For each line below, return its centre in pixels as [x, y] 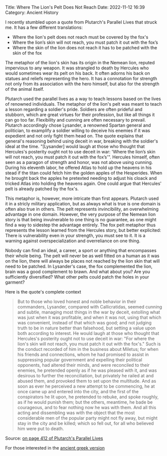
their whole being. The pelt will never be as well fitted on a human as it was [82, 256]
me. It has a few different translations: [44, 27]
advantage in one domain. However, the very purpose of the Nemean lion [81, 214]
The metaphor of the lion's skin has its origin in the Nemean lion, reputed [80, 63]
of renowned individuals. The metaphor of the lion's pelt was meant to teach [83, 104]
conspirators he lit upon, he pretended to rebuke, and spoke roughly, [88, 397]
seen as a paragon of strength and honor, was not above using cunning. [79, 162]
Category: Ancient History [32, 12]
